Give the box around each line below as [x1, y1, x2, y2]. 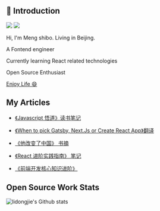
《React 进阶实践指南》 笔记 [14, 152, 81, 159]
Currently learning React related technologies [6, 57, 118, 64]
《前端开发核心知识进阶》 [14, 165, 78, 172]
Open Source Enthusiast [6, 69, 65, 76]
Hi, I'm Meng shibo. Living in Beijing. [6, 34, 95, 41]
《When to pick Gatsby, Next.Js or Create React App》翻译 [14, 126, 155, 134]
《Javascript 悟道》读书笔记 [14, 114, 81, 121]
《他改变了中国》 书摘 [14, 139, 69, 147]
